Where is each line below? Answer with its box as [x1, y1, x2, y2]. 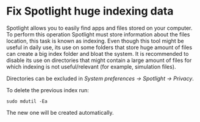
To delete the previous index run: [6, 86, 90, 93]
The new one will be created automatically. [6, 109, 114, 116]
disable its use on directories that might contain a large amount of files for [6, 56, 192, 64]
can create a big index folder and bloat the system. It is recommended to [6, 50, 189, 57]
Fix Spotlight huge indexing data [6, 4, 174, 18]
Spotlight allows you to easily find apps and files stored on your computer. [6, 24, 193, 32]
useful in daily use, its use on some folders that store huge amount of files [6, 44, 193, 51]
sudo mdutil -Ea [6, 98, 48, 104]
